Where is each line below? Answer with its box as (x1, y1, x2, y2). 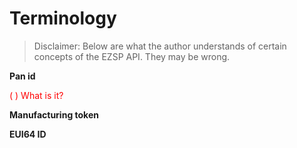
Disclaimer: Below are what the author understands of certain (33, 40, 287, 52)
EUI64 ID (9, 128, 47, 140)
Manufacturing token (9, 108, 99, 121)
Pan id (9, 70, 36, 82)
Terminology (9, 7, 117, 30)
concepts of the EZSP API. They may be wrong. (33, 50, 231, 62)
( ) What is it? (9, 89, 64, 101)
